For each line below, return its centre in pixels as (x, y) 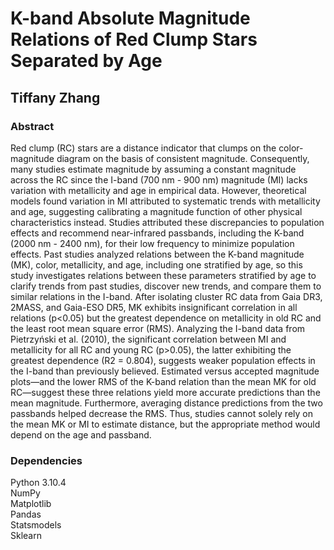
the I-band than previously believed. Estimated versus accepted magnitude (165, 371)
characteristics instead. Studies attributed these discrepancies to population (167, 222)
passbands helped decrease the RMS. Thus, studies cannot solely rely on (161, 413)
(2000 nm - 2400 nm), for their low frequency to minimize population (152, 243)
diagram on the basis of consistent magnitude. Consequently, (183, 158)
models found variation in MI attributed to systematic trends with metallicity (165, 201)
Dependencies (46, 460)
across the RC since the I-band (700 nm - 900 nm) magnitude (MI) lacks (159, 179)
